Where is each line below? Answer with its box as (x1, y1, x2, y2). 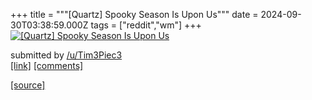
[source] (10, 79, 46, 91)
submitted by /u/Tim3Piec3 (10, 49, 123, 61)
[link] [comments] (10, 60, 84, 71)
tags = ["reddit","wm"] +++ (90, 19, 202, 31)
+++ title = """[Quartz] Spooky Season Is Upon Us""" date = (10, 9, 259, 20)
